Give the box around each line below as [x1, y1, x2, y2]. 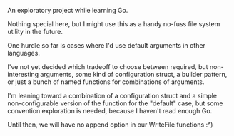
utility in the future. [7, 28, 63, 36]
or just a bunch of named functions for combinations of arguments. [7, 78, 205, 86]
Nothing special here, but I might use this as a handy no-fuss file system [7, 20, 220, 28]
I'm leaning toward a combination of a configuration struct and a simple [7, 92, 218, 100]
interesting [7, 70, 39, 78]
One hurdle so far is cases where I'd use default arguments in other [7, 41, 205, 49]
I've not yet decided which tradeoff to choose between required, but [7, 63, 208, 70]
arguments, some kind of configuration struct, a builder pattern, [40, 70, 228, 78]
